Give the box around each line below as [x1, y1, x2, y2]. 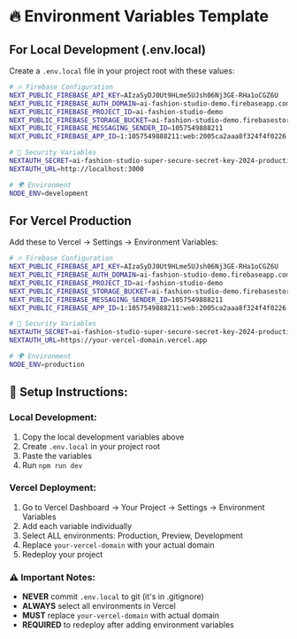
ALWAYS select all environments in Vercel [21, 601, 177, 612]
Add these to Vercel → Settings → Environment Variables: [9, 237, 218, 247]
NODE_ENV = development [9, 189, 89, 198]
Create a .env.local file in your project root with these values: [9, 66, 235, 76]
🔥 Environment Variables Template [9, 6, 270, 27]
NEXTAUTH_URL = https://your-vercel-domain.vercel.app [9, 336, 208, 345]
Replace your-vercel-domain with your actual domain [21, 539, 215, 550]
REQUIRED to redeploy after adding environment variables [21, 620, 234, 630]
